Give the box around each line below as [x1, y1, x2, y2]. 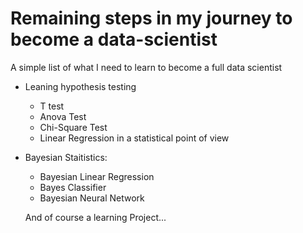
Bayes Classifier [39, 181, 107, 193]
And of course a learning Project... [24, 211, 167, 223]
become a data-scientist [10, 28, 218, 51]
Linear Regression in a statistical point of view [39, 132, 230, 144]
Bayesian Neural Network [39, 192, 145, 204]
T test [39, 100, 65, 112]
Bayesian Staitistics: [24, 151, 108, 163]
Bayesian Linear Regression [39, 170, 155, 182]
